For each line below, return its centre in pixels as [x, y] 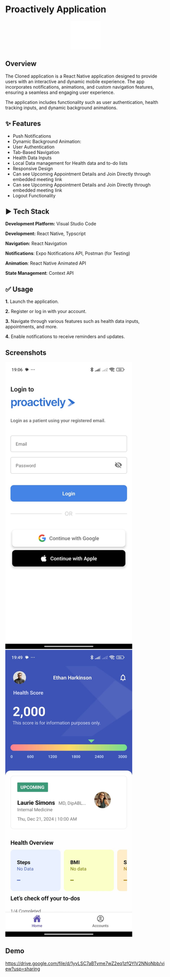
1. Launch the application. [32, 301]
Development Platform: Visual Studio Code [51, 224]
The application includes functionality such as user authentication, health [82, 102]
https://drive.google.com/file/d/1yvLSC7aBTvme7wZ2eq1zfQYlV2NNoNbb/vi [85, 963]
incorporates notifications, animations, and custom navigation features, [80, 87]
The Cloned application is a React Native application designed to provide [81, 76]
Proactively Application [56, 9]
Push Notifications [32, 136]
